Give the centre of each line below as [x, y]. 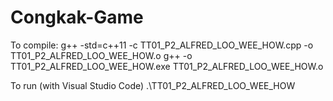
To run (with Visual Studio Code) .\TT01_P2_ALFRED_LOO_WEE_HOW [153, 85]
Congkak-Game [77, 17]
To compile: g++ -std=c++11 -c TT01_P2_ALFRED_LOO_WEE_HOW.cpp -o [162, 45]
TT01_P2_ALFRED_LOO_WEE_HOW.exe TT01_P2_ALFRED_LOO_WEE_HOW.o [167, 66]
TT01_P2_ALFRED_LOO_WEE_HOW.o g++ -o [101, 55]
